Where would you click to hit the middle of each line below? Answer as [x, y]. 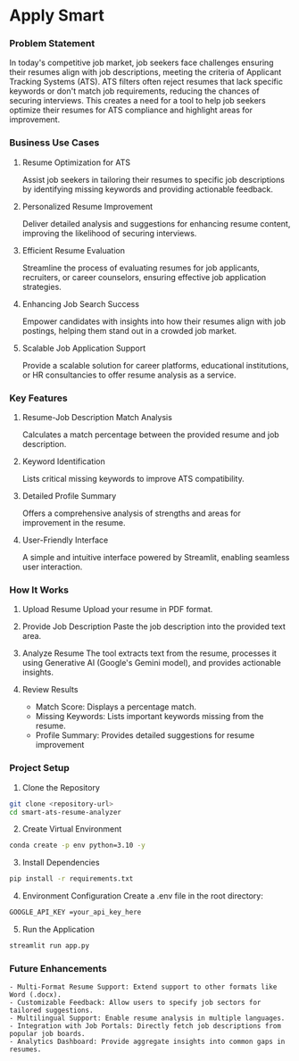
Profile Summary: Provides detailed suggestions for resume [145, 735]
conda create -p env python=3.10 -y [77, 845]
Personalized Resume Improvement [87, 206]
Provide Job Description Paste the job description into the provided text [154, 626]
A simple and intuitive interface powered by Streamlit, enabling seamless [156, 558]
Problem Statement [52, 44]
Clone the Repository [61, 787]
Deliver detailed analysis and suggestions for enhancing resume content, [156, 223]
